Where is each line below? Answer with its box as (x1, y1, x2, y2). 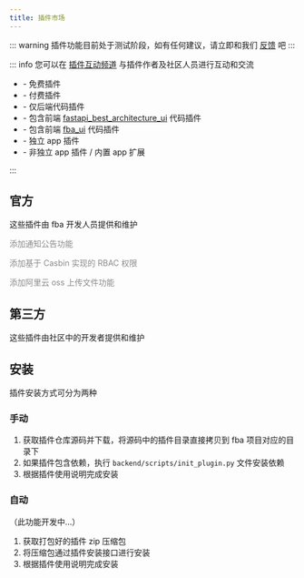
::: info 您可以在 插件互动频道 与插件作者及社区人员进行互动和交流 (9, 58, 254, 69)
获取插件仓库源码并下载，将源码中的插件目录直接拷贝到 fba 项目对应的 (22, 434, 287, 446)
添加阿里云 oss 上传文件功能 (9, 277, 115, 288)
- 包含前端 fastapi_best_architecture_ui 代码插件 (22, 112, 201, 123)
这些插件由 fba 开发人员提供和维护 (9, 219, 138, 230)
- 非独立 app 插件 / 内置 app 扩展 (22, 147, 145, 157)
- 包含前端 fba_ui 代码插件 (22, 124, 120, 135)
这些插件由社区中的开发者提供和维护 (9, 332, 145, 343)
